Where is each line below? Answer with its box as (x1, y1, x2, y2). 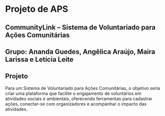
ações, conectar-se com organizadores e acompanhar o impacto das (5, 101, 147, 107)
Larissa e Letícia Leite (5, 55, 74, 64)
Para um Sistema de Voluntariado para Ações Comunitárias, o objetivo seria (5, 85, 161, 91)
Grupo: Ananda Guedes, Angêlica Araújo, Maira (5, 47, 156, 56)
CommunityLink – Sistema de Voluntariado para (5, 23, 156, 32)
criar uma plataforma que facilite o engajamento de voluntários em (5, 90, 142, 96)
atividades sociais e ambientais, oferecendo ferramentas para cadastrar (5, 95, 153, 102)
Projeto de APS (5, 3, 69, 15)
